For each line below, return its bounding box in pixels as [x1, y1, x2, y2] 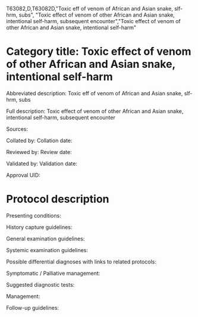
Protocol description [6, 193, 109, 206]
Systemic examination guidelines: [6, 246, 88, 253]
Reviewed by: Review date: [6, 148, 73, 155]
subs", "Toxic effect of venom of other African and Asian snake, [18, 11, 175, 18]
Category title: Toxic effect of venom [6, 45, 191, 58]
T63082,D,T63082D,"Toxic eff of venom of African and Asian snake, [6, 5, 174, 12]
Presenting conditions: [6, 212, 61, 219]
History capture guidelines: [6, 223, 73, 231]
